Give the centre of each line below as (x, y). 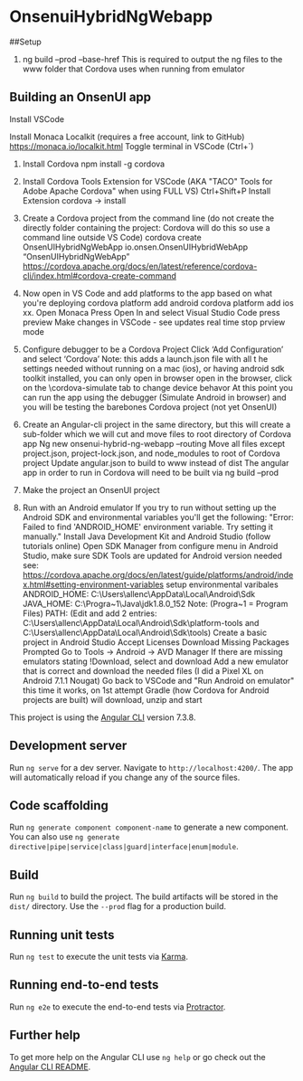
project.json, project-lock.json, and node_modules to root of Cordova (151, 453)
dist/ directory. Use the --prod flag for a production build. (118, 906)
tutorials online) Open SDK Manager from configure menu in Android (150, 545)
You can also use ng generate (65, 837)
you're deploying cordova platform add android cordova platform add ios (158, 303)
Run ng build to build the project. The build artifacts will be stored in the (144, 896)
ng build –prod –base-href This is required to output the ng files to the (152, 59)
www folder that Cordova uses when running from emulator (134, 69)
